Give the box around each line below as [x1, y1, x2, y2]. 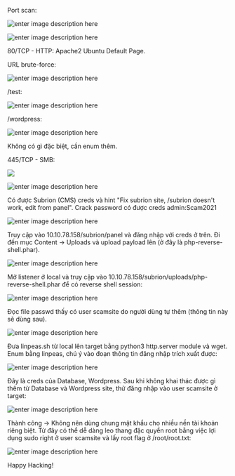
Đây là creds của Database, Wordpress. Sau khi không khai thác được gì [7, 377, 216, 385]
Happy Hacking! [7, 461, 54, 469]
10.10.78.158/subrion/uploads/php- [108, 273, 208, 281]
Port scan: [7, 6, 37, 14]
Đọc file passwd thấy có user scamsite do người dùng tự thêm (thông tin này [7, 308, 229, 315]
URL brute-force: [7, 60, 56, 69]
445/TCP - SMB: [7, 156, 55, 164]
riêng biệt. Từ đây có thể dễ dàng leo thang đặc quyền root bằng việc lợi [7, 426, 216, 435]
